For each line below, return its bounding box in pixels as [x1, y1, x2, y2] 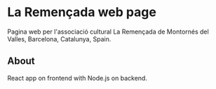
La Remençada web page [7, 4, 156, 20]
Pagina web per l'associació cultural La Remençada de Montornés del [7, 27, 209, 36]
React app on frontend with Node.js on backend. [7, 74, 147, 82]
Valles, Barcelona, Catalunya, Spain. [7, 34, 112, 43]
